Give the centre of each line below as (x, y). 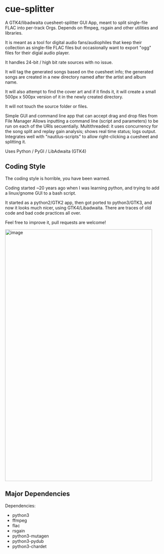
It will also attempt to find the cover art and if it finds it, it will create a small (81, 91)
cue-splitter (30, 9)
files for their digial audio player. (37, 53)
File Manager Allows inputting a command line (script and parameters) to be (82, 121)
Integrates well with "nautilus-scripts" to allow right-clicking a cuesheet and (82, 136)
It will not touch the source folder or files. (47, 106)
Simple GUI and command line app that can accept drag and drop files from (81, 115)
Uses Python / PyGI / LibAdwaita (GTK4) (46, 151)
